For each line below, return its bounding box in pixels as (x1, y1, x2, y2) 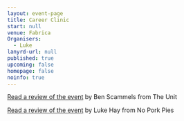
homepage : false (7, 67, 54, 74)
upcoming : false (7, 61, 54, 68)
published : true (7, 55, 54, 62)
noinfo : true (7, 74, 45, 81)
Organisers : (7, 36, 42, 43)
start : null (7, 23, 42, 30)
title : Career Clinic (7, 16, 70, 23)
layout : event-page (7, 10, 64, 17)
